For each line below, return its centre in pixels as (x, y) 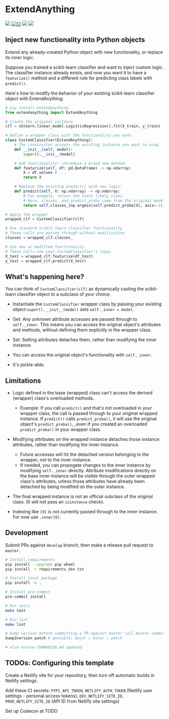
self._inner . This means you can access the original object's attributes (87, 325)
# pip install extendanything (37, 108)
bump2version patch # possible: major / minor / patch (64, 638)
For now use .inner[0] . (37, 517)
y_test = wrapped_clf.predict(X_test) (46, 261)
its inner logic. (20, 57)
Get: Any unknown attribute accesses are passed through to (75, 319)
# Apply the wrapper (27, 214)
